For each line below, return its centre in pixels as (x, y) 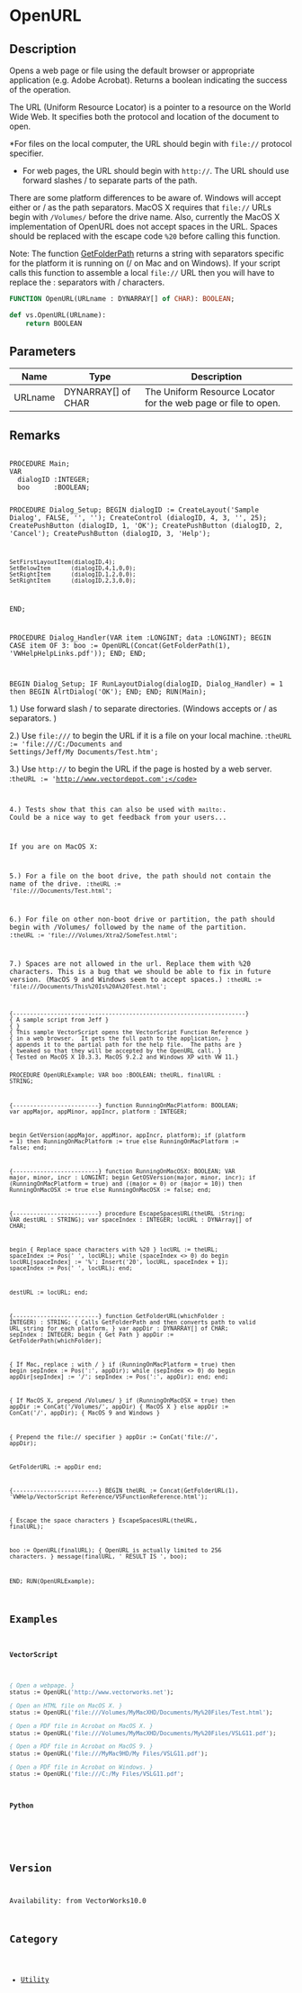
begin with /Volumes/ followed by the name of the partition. (128, 927)
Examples (34, 1620)
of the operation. (40, 90)
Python (22, 1806)
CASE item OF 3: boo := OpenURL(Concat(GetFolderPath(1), (120, 646)
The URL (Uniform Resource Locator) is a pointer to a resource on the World (150, 107)
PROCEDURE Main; (40, 464)
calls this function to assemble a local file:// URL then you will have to (142, 273)
